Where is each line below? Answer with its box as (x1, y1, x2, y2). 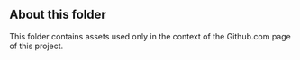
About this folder (9, 7, 106, 22)
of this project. (9, 40, 64, 51)
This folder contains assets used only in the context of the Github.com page (9, 30, 291, 41)
